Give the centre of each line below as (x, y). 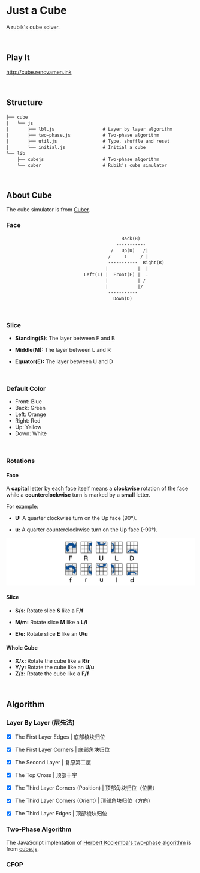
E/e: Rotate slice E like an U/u (51, 634)
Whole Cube (22, 648)
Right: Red (28, 421)
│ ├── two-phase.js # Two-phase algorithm (83, 135)
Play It (18, 58)
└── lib (16, 153)
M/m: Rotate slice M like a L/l (51, 623)
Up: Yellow (28, 427)
